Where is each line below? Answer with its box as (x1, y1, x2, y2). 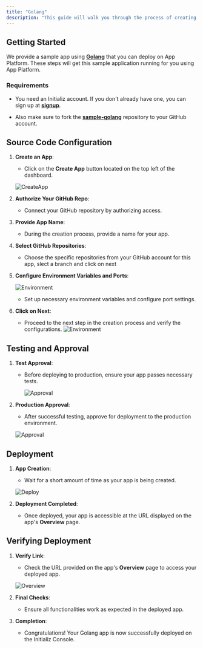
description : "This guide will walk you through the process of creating (6, 15, 197, 21)
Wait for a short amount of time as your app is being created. (24, 477, 176, 484)
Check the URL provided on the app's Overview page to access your (24, 564, 197, 571)
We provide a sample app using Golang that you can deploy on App (6, 53, 176, 61)
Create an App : (15, 153, 55, 161)
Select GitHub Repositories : (15, 242, 87, 250)
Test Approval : (15, 360, 53, 367)
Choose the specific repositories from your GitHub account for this (24, 254, 191, 261)
